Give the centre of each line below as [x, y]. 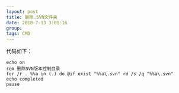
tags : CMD [18, 34]
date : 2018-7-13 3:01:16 [37, 23]
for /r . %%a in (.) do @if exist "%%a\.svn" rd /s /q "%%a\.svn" [90, 74]
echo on [16, 63]
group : [14, 28]
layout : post [22, 12]
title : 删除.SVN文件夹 [32, 17]
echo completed [25, 79]
